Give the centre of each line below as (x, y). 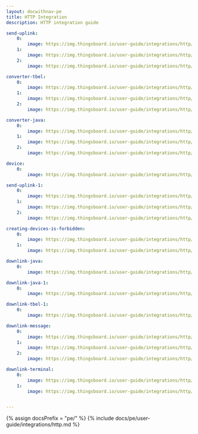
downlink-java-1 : (27, 283)
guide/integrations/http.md (39, 425)
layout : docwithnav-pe (34, 11)
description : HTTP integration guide (52, 22)
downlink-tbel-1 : (27, 304)
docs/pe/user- (133, 418)
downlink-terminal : (30, 369)
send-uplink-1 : (25, 185)
